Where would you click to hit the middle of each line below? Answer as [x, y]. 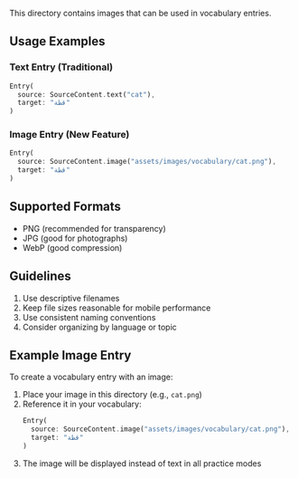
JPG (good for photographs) [75, 238]
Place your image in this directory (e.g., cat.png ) [112, 395]
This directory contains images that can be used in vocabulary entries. [140, 13]
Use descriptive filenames [71, 298]
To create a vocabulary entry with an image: [91, 377]
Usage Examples [57, 41]
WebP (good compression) [72, 247]
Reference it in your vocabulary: [82, 404]
